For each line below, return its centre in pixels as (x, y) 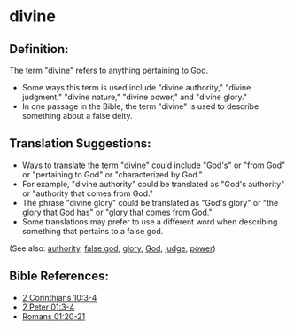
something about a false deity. (77, 116)
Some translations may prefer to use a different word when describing (150, 221)
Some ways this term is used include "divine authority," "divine (136, 87)
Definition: (39, 49)
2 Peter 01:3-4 (48, 307)
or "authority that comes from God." (87, 193)
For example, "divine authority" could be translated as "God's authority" (153, 184)
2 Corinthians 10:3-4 (59, 297)
